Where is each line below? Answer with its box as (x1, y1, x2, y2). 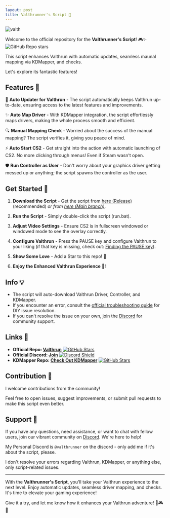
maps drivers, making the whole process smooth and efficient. (5, 118, 136, 124)
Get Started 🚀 (5, 184, 49, 193)
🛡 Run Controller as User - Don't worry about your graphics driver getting (5, 163, 161, 169)
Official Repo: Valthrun (12, 346, 62, 352)
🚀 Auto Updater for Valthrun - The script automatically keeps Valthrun (5, 97, 153, 103)
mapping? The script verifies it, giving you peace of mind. (5, 135, 125, 141)
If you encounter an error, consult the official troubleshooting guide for (12, 302, 160, 308)
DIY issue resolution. (12, 307, 56, 313)
